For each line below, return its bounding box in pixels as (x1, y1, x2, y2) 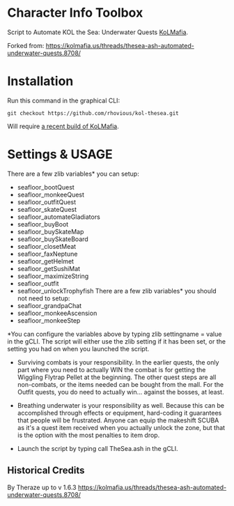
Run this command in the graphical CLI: (7, 96, 120, 105)
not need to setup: (17, 294, 70, 302)
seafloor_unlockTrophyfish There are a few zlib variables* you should (17, 286, 217, 295)
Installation (7, 73, 74, 89)
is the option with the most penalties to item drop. (17, 431, 160, 439)
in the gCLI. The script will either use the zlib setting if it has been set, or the (7, 337, 226, 346)
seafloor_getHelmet (17, 256, 75, 266)
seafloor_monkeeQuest (17, 190, 85, 199)
